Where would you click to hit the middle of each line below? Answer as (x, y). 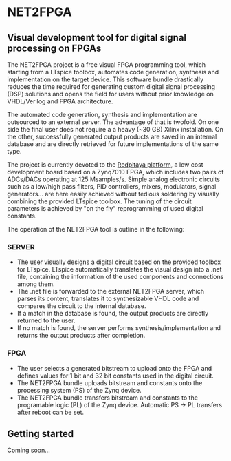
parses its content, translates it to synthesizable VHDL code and (108, 299)
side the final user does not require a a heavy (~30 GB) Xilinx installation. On (115, 129)
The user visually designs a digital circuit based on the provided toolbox (119, 262)
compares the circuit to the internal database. (81, 306)
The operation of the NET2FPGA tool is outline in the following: (96, 229)
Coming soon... (29, 450)
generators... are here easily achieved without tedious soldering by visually (113, 194)
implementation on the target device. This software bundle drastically (106, 79)
